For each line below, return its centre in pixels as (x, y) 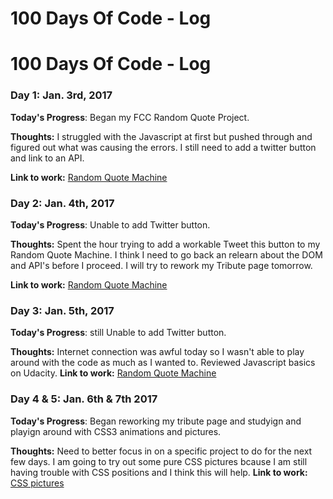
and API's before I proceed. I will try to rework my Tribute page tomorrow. (161, 265)
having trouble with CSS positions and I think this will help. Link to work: (159, 472)
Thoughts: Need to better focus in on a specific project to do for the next (161, 451)
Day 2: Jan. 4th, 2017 (62, 203)
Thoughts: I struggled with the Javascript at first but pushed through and (161, 136)
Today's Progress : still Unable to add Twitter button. (118, 333)
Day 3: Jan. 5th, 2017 (62, 310)
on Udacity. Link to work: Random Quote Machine (113, 373)
